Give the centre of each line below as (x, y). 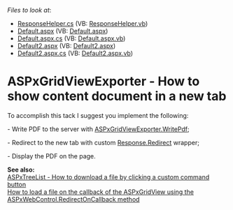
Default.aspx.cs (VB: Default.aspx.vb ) (71, 38)
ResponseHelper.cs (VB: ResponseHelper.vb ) (83, 23)
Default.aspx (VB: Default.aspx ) (63, 31)
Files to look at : (29, 10)
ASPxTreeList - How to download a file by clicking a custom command (108, 177)
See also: (21, 170)
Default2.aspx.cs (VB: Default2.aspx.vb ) (75, 53)
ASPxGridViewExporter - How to (104, 81)
